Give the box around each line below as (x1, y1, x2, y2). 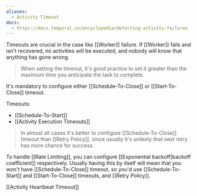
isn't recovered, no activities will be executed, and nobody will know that (6, 48, 182, 55)
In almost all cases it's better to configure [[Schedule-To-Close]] (20, 129, 177, 137)
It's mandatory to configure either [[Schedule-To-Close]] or (6, 83, 150, 90)
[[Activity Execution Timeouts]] (14, 118, 90, 125)
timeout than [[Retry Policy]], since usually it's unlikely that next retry (20, 136, 188, 143)
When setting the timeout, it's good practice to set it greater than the (20, 65, 187, 72)
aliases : (6, 8, 28, 15)
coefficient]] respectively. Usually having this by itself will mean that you (6, 160, 181, 167)
